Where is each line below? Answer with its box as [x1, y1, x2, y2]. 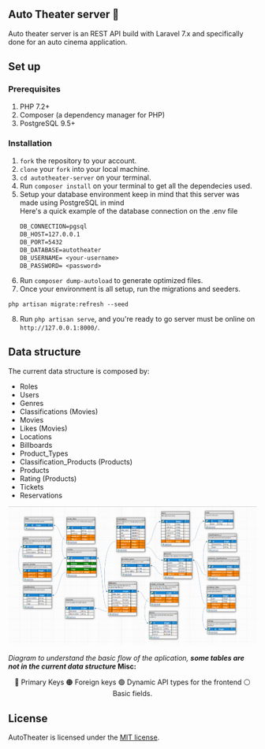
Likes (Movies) [19, 423, 68, 433]
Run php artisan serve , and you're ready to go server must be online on [19, 314, 256, 323]
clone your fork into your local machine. [19, 164, 150, 173]
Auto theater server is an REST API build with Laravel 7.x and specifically [8, 28, 244, 38]
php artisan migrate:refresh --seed [8, 300, 129, 308]
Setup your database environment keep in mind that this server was [19, 189, 240, 199]
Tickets [19, 482, 44, 491]
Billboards [19, 440, 53, 449]
